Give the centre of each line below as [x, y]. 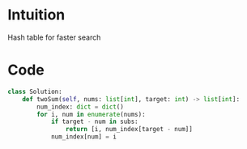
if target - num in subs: [94, 122]
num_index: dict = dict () [81, 107]
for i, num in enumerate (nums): [92, 114]
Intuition [36, 15]
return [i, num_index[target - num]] [129, 130]
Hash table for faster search [54, 37]
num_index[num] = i [83, 137]
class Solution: [35, 92]
